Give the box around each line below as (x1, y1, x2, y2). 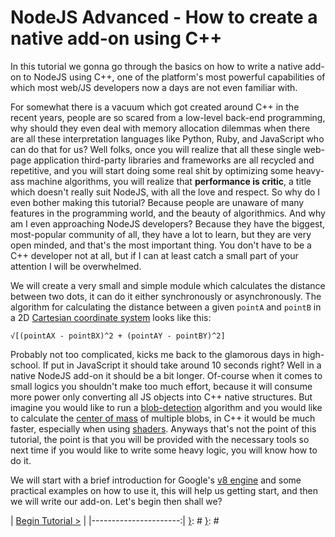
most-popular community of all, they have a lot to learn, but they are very (10, 228, 312, 240)
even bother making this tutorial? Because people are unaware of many (10, 196, 305, 208)
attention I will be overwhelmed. (10, 260, 142, 272)
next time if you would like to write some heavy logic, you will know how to (10, 444, 318, 456)
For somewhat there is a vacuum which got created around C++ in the (10, 101, 300, 113)
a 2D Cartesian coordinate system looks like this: (10, 311, 212, 323)
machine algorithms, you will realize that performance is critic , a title (26, 175, 312, 187)
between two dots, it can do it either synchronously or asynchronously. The (10, 290, 322, 302)
